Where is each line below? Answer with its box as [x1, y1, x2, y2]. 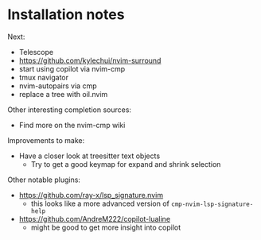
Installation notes [7, 6, 125, 24]
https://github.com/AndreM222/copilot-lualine [18, 214, 171, 223]
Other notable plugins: [7, 175, 81, 184]
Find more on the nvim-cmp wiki [18, 120, 126, 130]
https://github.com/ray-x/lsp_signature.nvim [18, 190, 164, 199]
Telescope [18, 47, 53, 56]
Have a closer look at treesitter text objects [18, 151, 161, 161]
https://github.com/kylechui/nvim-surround [18, 56, 162, 65]
